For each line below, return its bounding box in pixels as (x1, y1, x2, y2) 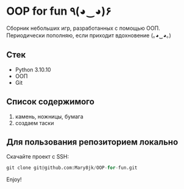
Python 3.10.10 (15, 66, 51, 73)
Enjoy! (6, 176, 23, 184)
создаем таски (15, 119, 54, 126)
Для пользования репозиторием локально (6, 137, 179, 147)
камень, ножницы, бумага (15, 113, 83, 120)
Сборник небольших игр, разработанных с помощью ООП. (6, 24, 160, 32)
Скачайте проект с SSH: (6, 153, 69, 160)
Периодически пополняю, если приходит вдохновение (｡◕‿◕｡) (6, 32, 172, 39)
